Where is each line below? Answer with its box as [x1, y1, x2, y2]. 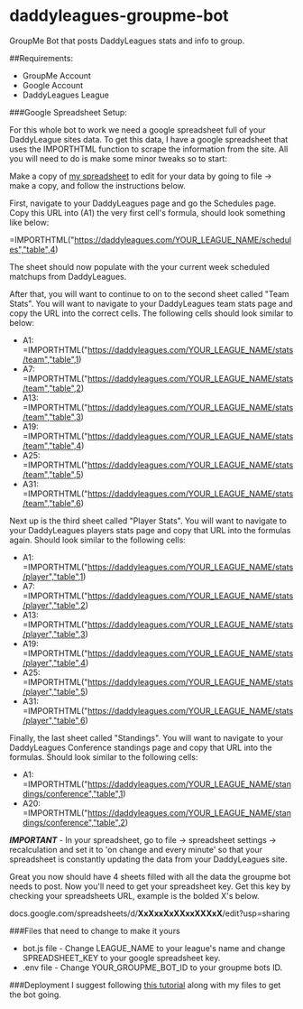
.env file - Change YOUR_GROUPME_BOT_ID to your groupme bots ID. [22, 962, 282, 973]
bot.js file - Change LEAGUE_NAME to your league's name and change [22, 942, 286, 953]
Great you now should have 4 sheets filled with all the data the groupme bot [9, 871, 291, 882]
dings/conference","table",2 [22, 817, 126, 828]
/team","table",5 [22, 468, 81, 479]
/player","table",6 [22, 715, 86, 726]
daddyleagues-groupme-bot [9, 5, 229, 26]
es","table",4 [9, 244, 56, 255]
